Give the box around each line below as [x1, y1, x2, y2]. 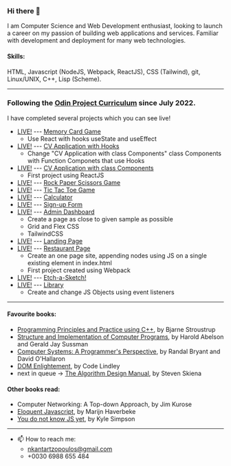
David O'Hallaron [16, 355, 65, 363]
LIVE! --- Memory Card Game [16, 127, 101, 135]
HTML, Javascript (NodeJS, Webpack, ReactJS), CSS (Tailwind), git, [7, 67, 201, 76]
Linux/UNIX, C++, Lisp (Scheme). [7, 75, 102, 83]
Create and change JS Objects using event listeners [27, 288, 175, 296]
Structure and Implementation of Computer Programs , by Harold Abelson [16, 333, 224, 341]
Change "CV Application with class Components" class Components [27, 149, 222, 157]
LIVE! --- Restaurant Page [16, 244, 91, 252]
